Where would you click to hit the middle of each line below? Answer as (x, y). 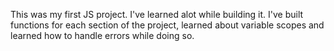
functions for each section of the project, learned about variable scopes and (167, 25)
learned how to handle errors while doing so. (102, 35)
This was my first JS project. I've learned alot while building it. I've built (157, 14)
